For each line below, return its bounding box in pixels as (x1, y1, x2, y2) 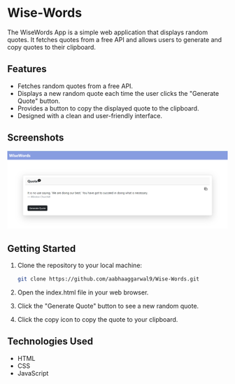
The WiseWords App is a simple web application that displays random (7, 28, 208, 36)
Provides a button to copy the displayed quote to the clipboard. (17, 104, 199, 113)
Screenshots (7, 131, 64, 144)
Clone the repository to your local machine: (17, 261, 142, 270)
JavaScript (17, 369, 49, 377)
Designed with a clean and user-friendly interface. (17, 111, 163, 120)
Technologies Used (7, 336, 93, 348)
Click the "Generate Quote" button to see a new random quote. (17, 301, 199, 310)
